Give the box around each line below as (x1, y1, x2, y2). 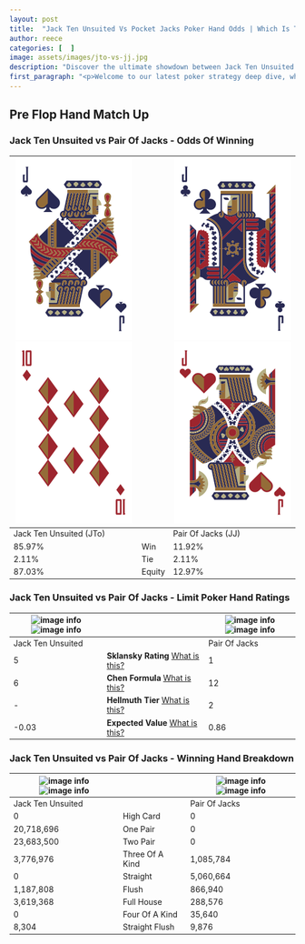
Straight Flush (122, 921, 175, 932)
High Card (122, 810, 161, 822)
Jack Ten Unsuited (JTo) (13, 528, 106, 539)
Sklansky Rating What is (106, 650, 200, 661)
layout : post (9, 15, 59, 24)
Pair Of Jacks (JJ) (172, 528, 241, 539)
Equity (141, 567, 166, 577)
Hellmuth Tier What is (106, 695, 191, 706)
